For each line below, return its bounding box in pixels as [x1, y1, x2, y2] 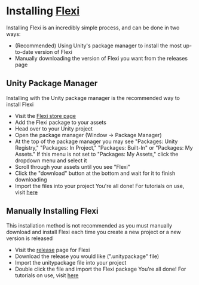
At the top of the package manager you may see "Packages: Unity [14, 138, 178, 145]
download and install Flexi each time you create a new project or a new [6, 228, 181, 235]
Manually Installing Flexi [6, 206, 99, 216]
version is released [6, 235, 53, 242]
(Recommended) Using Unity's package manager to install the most [14, 42, 182, 49]
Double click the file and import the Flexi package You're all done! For [14, 265, 186, 272]
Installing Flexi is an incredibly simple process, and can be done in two [6, 24, 180, 31]
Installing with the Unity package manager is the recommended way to [6, 94, 180, 101]
